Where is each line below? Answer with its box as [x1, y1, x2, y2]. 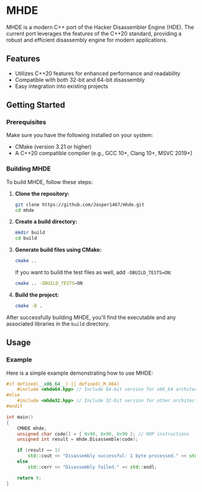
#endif [6, 404, 23, 410]
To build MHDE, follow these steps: [6, 178, 93, 185]
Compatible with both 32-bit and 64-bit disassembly [14, 76, 145, 83]
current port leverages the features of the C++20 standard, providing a [6, 29, 182, 37]
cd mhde [14, 207, 34, 214]
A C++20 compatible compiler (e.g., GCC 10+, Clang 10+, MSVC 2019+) [14, 150, 193, 157]
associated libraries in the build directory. [6, 320, 110, 327]
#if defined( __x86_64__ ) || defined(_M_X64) [6, 381, 120, 387]
